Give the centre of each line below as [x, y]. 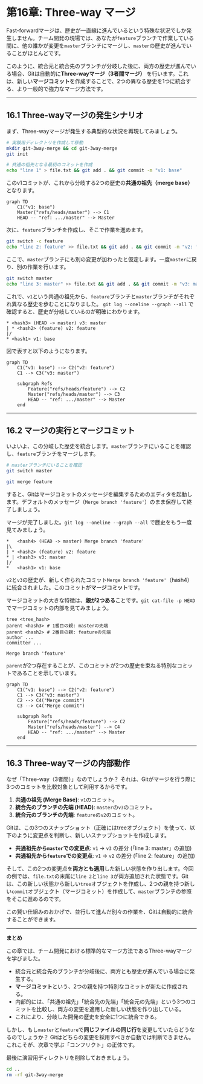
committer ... [24, 643]
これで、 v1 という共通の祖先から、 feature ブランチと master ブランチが [93, 296]
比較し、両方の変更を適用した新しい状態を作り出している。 [110, 1009]
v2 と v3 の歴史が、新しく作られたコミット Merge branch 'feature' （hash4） [99, 580]
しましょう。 [27, 509]
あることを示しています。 [48, 673]
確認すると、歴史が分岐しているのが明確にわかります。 [75, 311]
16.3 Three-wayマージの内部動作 [68, 764]
